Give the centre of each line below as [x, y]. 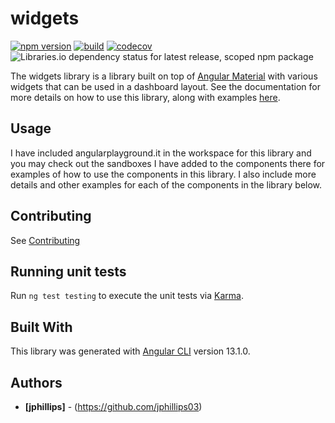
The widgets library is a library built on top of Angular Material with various [164, 76]
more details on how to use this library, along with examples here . [145, 97]
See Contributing [45, 240]
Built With [41, 327]
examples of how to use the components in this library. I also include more [163, 174]
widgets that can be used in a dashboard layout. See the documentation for [165, 86]
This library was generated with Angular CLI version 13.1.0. [130, 351]
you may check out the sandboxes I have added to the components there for [168, 163]
